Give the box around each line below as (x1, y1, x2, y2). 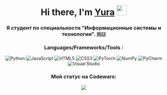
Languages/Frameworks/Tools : (44, 44, 124, 51)
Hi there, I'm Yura (40, 6, 115, 18)
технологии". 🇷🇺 (62, 30, 106, 37)
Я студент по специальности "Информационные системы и (6, 24, 161, 31)
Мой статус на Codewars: (51, 73, 117, 80)
